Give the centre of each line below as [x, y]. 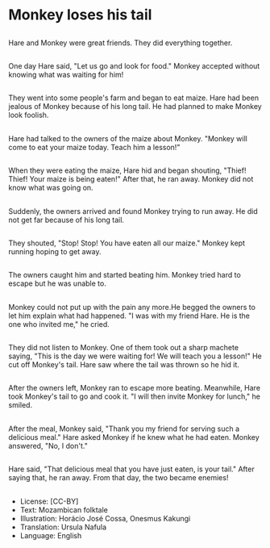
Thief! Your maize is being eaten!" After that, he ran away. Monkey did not [131, 179]
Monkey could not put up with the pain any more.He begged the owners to [132, 307]
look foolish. [29, 115]
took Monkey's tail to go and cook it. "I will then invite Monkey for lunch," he [134, 396]
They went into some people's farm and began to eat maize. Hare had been [134, 98]
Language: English [51, 535]
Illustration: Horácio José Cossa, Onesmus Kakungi [105, 518]
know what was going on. [51, 188]
